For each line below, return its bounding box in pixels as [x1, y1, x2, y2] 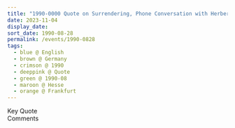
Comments [7, 114, 39, 122]
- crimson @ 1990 [13, 62, 64, 69]
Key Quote [7, 107, 38, 115]
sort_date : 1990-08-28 [7, 29, 73, 37]
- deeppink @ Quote [13, 68, 71, 75]
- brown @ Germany [13, 56, 68, 63]
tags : [7, 42, 23, 49]
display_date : [7, 23, 49, 30]
